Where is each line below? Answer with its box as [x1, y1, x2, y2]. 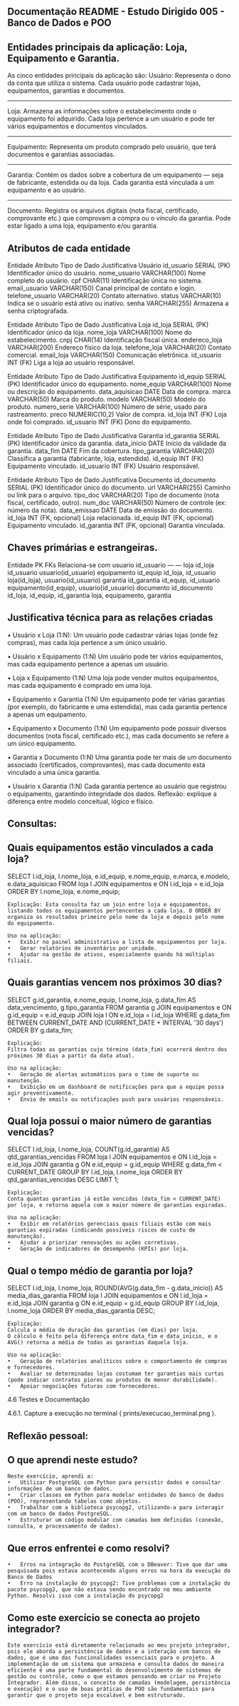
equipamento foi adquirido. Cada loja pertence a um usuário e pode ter [7, 114, 216, 123]
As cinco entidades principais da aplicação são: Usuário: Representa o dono [7, 71, 231, 80]
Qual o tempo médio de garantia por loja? [7, 1264, 193, 1276]
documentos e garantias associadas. [7, 150, 115, 159]
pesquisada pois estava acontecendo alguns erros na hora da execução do [7, 1568, 231, 1575]
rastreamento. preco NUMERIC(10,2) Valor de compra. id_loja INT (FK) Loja [7, 410, 228, 419]
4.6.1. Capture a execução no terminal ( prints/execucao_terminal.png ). [7, 1409, 216, 1418]
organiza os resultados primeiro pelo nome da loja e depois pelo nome [7, 913, 224, 920]
